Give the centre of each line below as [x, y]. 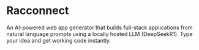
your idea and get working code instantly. [59, 40]
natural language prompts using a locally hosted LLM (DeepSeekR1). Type [99, 34]
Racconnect [38, 11]
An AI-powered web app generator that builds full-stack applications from [99, 27]
